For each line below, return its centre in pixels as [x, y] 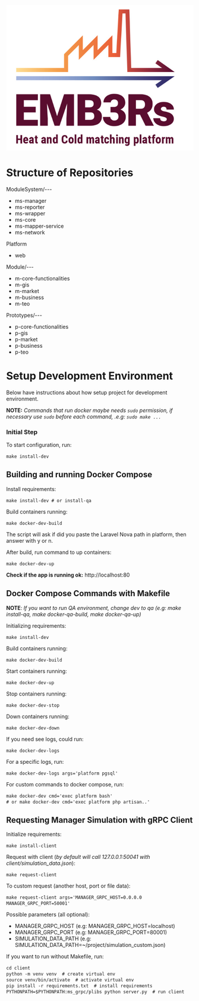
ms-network [30, 232]
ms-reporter [30, 207]
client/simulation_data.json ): [41, 863]
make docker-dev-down [33, 728]
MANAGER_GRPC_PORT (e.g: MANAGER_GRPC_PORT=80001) [91, 933]
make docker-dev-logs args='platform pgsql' [62, 773]
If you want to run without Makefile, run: [55, 956]
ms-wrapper [30, 213]
